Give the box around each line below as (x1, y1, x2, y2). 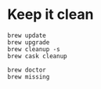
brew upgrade (7, 38, 50, 46)
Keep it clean (7, 6, 94, 24)
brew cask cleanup (7, 52, 67, 60)
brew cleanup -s (7, 45, 60, 53)
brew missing (7, 72, 50, 80)
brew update (7, 32, 46, 39)
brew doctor (7, 65, 46, 74)
